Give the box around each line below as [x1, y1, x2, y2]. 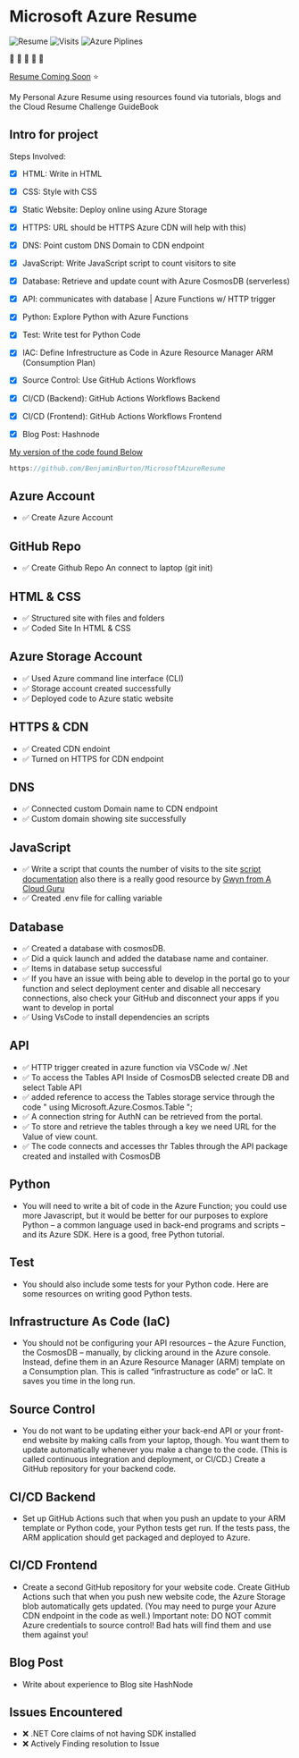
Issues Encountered [9, 1704, 123, 1720]
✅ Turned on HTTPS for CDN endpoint [21, 753, 164, 764]
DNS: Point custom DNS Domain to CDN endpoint [21, 240, 205, 250]
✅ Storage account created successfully [21, 682, 171, 694]
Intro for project [9, 127, 99, 142]
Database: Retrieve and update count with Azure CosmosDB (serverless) [21, 275, 290, 287]
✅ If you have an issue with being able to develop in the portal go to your [21, 973, 290, 985]
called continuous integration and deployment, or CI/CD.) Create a [21, 1454, 266, 1465]
